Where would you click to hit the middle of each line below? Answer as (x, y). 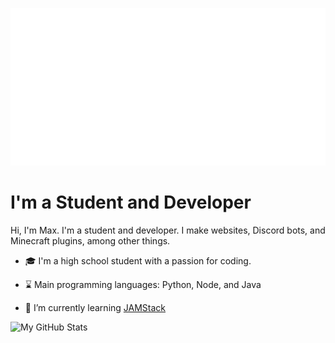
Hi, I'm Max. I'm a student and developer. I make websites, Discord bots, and (168, 230)
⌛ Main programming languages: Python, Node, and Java (143, 284)
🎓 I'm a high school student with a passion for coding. (138, 260)
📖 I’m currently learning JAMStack (95, 307)
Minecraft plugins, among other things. (90, 240)
